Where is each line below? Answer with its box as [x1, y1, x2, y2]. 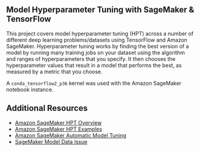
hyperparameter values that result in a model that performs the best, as [6, 61, 182, 69]
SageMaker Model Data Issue [14, 138, 88, 145]
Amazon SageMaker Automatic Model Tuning [14, 131, 127, 139]
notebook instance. [6, 86, 54, 93]
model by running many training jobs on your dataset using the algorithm [6, 49, 185, 56]
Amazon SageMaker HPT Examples [14, 125, 103, 132]
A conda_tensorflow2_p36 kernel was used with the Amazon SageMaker [6, 79, 182, 87]
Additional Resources [6, 103, 88, 113]
